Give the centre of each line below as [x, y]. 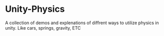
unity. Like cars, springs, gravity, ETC [43, 28]
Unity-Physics [35, 9]
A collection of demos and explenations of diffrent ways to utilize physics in [82, 23]
